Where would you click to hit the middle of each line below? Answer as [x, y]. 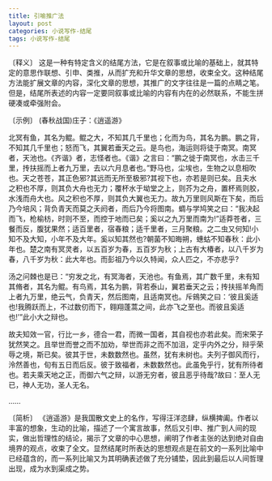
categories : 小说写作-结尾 [50, 31]
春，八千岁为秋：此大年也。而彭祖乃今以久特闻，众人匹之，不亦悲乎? [124, 260]
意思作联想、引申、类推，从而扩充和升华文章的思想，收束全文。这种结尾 [143, 73]
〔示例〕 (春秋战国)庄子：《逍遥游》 [67, 120]
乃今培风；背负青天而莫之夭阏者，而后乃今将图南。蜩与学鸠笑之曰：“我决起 [134, 208]
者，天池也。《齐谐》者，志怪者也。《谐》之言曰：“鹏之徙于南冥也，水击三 [131, 158]
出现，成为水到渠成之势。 [51, 469]
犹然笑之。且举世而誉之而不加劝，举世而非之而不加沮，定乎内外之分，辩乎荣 [136, 345]
